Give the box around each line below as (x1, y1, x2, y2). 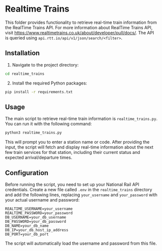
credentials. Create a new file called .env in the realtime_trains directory (5, 187, 152, 192)
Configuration (5, 168, 49, 177)
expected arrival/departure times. (5, 154, 72, 161)
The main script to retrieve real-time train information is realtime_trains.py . (5, 116, 158, 122)
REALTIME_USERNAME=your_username (5, 206, 73, 211)
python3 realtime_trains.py (5, 130, 62, 135)
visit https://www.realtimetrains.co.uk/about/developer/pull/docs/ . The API (5, 30, 154, 35)
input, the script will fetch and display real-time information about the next (5, 144, 154, 150)
